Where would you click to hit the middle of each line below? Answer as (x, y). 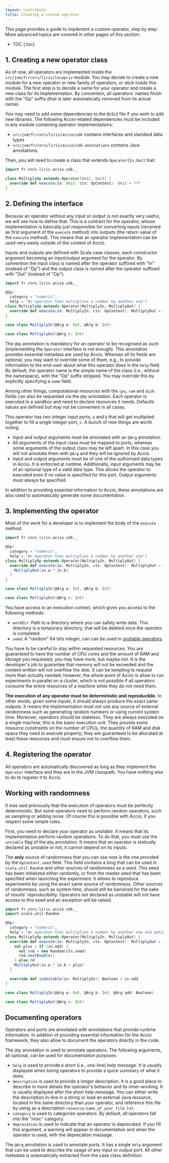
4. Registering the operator (48, 754)
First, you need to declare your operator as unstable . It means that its (77, 831)
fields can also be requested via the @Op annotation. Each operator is (76, 396)
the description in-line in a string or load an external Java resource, (82, 1097)
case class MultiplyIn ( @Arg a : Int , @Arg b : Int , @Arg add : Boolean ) (80, 993)
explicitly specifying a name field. (38, 381)
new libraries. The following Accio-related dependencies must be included (82, 120)
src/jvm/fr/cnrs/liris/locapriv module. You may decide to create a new (82, 77)
